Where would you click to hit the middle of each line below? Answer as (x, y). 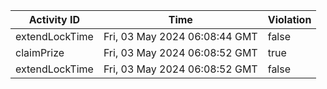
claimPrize (40, 52)
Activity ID (54, 19)
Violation (289, 19)
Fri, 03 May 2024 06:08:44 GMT (180, 36)
